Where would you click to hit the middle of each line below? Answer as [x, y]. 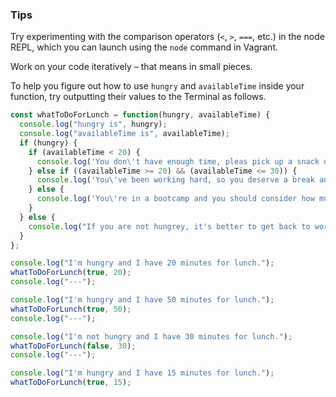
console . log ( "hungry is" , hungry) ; [93, 124]
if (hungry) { [48, 143]
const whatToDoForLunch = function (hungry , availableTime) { [140, 115]
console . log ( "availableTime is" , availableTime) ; [124, 134]
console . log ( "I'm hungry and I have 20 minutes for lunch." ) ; [142, 263]
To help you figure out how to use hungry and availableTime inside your [157, 86]
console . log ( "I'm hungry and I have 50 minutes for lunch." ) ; [142, 300]
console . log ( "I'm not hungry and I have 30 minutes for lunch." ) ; [151, 336]
